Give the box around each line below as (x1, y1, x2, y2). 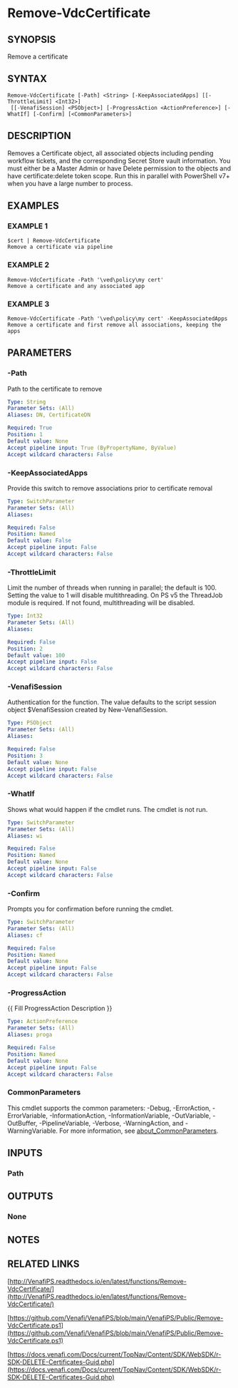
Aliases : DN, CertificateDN (7, 411, 91, 418)
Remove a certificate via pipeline (7, 244, 113, 251)
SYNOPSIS (7, 34, 56, 46)
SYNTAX (7, 73, 48, 85)
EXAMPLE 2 (7, 260, 50, 270)
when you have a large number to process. (7, 179, 133, 187)
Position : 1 (7, 431, 43, 438)
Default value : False (7, 537, 72, 545)
